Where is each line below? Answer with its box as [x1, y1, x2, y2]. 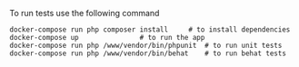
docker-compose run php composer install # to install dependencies [9, 25, 291, 34]
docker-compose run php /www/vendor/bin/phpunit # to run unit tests [9, 41, 283, 50]
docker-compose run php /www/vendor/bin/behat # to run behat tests [9, 49, 286, 58]
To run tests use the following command [9, 8, 160, 18]
